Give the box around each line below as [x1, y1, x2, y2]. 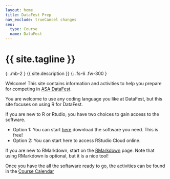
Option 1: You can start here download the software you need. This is [12, 126, 159, 132]
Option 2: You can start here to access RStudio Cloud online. [12, 137, 141, 144]
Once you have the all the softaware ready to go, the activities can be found [5, 163, 165, 169]
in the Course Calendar [5, 168, 54, 174]
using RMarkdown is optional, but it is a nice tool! [5, 152, 109, 159]
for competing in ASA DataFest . [5, 86, 72, 92]
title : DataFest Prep [5, 12, 52, 17]
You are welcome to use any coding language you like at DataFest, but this [5, 95, 163, 102]
